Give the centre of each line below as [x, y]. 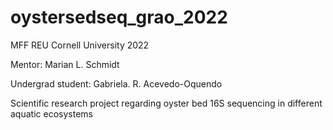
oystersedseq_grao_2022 [119, 17]
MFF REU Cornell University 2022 [80, 45]
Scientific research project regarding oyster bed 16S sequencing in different [166, 103]
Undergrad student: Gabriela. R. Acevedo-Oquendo [116, 83]
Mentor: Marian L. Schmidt [65, 64]
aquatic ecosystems [51, 113]
